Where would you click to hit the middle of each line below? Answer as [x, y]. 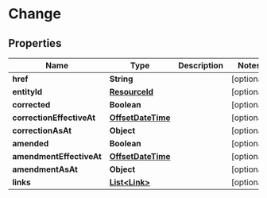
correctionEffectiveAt [54, 118]
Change [35, 14]
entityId [27, 92]
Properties [35, 43]
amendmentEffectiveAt [57, 156]
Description [201, 66]
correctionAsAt [42, 130]
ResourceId [131, 92]
